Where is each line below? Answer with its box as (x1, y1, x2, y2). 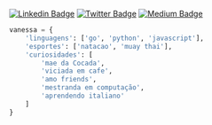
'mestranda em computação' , (41, 83, 145, 92)
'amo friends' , (41, 75, 98, 84)
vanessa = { (9, 26, 53, 35)
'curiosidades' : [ (25, 50, 93, 59)
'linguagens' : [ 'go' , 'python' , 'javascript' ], (25, 34, 204, 43)
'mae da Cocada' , (41, 59, 105, 67)
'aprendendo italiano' (41, 91, 125, 100)
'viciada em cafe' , (41, 66, 114, 75)
